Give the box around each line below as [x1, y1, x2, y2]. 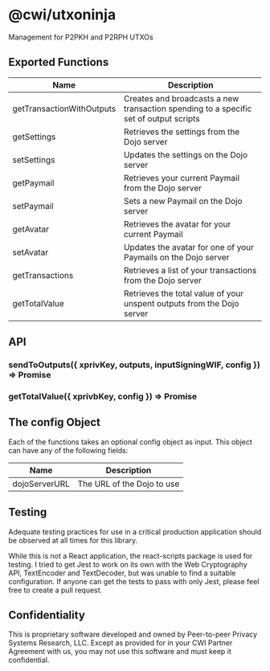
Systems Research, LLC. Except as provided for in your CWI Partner [8, 638, 233, 648]
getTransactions [12, 269, 74, 280]
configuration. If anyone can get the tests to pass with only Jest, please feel [8, 576, 260, 586]
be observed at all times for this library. [8, 535, 138, 545]
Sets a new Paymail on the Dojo [123, 195, 243, 207]
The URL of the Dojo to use [77, 478, 180, 489]
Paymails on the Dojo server [123, 252, 230, 263]
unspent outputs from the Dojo [123, 297, 239, 309]
